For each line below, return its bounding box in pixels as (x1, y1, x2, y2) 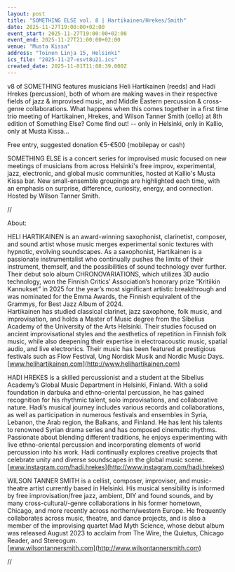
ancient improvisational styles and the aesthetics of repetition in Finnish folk (7, 329, 227, 338)
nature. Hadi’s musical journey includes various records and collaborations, (7, 402, 224, 412)
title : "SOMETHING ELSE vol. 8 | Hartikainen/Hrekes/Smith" (7, 17, 187, 24)
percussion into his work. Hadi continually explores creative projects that (7, 447, 217, 456)
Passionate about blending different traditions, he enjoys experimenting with (7, 433, 228, 441)
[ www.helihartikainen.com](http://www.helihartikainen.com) (7, 360, 180, 368)
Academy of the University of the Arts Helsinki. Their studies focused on (7, 322, 217, 331)
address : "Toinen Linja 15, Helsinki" (7, 50, 121, 57)
